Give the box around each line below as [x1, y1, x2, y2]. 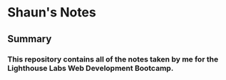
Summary [7, 33, 52, 45]
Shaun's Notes [7, 4, 96, 21]
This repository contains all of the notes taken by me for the [7, 54, 219, 64]
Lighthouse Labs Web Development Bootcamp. [7, 63, 174, 73]
